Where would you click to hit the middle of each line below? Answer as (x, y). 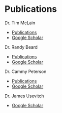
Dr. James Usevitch (24, 96)
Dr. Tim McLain (20, 23)
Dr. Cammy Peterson (26, 71)
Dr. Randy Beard (21, 47)
